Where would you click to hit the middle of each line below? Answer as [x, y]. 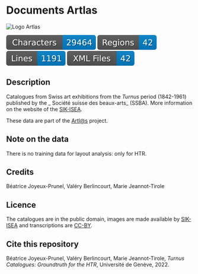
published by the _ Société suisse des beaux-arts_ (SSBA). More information [99, 103]
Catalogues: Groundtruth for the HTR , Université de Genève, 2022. [88, 265]
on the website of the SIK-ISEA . [44, 109]
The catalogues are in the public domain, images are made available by [93, 219]
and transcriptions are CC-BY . [56, 225]
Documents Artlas [52, 10]
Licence [21, 205]
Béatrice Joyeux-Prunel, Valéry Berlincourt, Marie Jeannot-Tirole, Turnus [95, 258]
